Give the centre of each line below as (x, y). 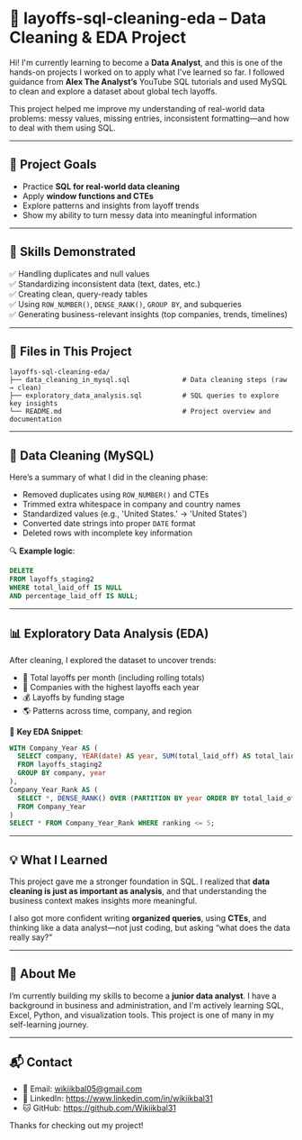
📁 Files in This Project (71, 351)
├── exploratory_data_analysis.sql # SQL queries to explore (144, 396)
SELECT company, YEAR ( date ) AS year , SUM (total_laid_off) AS (134, 756)
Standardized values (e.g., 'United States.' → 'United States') (135, 514)
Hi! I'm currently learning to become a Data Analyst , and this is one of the (146, 62)
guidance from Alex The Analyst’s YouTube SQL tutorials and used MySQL (148, 81)
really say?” (31, 937)
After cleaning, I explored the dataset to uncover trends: (113, 660)
